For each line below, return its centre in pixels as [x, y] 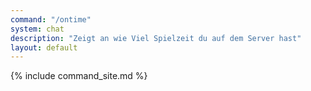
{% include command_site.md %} [79, 76]
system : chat [37, 29]
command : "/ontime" [51, 19]
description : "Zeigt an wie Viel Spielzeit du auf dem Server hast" [156, 38]
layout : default [44, 47]
